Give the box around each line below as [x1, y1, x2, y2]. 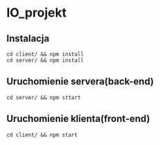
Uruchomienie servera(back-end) [6, 76, 154, 87]
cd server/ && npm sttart [6, 94, 81, 101]
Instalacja [6, 33, 50, 44]
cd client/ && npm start [6, 131, 78, 138]
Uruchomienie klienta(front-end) [6, 113, 150, 125]
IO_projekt [6, 5, 67, 21]
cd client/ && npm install [6, 51, 84, 58]
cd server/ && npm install [6, 57, 84, 64]
